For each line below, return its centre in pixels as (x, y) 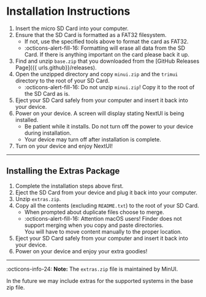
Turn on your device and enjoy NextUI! (64, 146)
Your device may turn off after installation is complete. (93, 139)
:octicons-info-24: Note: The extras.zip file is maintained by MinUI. (92, 269)
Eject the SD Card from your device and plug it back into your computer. (106, 192)
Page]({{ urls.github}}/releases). (56, 67)
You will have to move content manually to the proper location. (103, 231)
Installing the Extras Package (63, 171)
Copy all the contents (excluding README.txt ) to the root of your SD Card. (107, 205)
